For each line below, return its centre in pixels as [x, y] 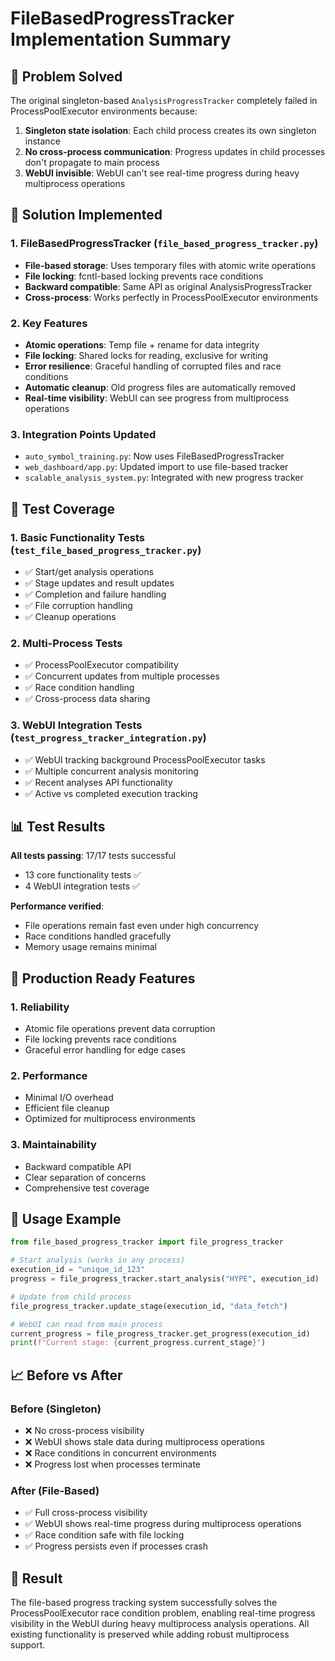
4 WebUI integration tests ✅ [82, 886]
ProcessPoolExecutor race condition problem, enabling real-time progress [163, 1613]
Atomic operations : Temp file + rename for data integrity [142, 344]
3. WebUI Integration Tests [76, 725]
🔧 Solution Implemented [86, 215]
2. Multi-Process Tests [66, 643]
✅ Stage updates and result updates [99, 583]
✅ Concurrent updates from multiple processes [122, 676]
